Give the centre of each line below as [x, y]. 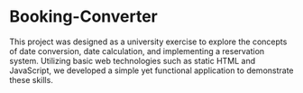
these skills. [32, 79]
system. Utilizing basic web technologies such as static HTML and [133, 60]
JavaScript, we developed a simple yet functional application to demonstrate [151, 70]
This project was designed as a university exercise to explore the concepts [148, 42]
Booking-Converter [83, 17]
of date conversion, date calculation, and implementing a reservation [137, 51]
